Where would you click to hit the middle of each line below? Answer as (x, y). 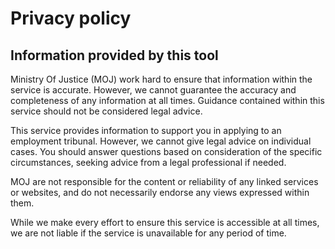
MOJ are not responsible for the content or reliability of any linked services (164, 181)
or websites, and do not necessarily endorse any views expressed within (160, 192)
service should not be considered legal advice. (106, 111)
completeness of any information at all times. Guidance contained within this (167, 100)
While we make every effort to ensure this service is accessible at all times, (165, 222)
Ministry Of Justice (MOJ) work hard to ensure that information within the (161, 79)
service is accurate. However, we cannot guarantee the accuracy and (153, 90)
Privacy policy (71, 18)
